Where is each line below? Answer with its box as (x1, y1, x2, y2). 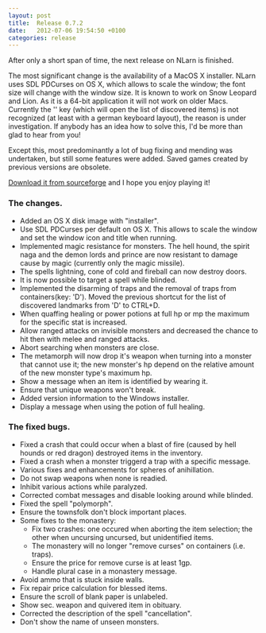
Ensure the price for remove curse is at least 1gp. (31, 557, 192, 567)
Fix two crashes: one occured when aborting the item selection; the (31, 524, 253, 534)
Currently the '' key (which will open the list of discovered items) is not (8, 105, 239, 115)
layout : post (8, 11, 52, 20)
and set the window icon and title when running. (19, 232, 177, 243)
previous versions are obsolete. (8, 162, 111, 172)
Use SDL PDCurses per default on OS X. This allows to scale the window (19, 224, 258, 234)
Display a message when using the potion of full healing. (19, 402, 205, 411)
